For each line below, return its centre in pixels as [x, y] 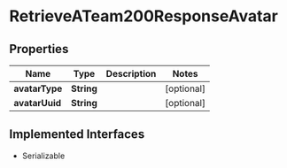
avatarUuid [38, 103]
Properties [39, 49]
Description [131, 74]
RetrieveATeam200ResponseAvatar [144, 16]
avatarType [38, 88]
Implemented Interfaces [77, 134]
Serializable [43, 156]
